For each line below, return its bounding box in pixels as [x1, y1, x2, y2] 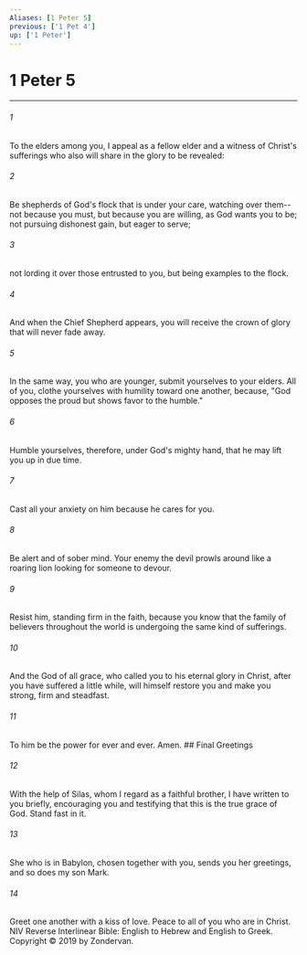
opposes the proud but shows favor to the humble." [9, 395, 204, 407]
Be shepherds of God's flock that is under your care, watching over [9, 198, 263, 210]
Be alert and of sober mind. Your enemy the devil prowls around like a [9, 552, 272, 563]
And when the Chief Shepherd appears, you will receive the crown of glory [9, 317, 291, 328]
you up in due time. [9, 454, 82, 465]
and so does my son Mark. [9, 866, 110, 877]
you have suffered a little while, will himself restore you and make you [9, 680, 271, 691]
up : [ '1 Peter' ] [9, 30, 71, 39]
